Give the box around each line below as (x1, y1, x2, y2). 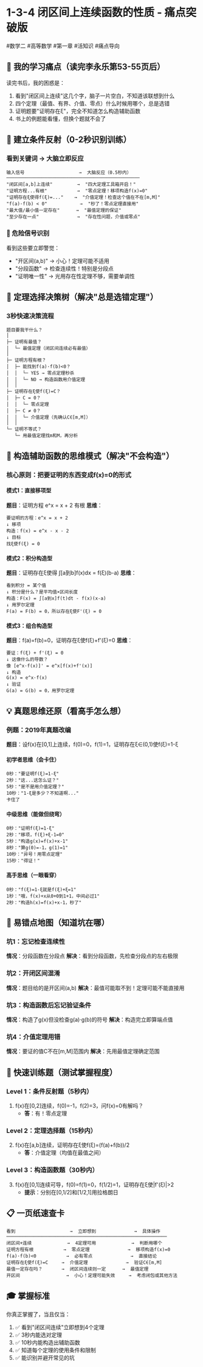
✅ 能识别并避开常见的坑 (15, 1354, 75, 1362)
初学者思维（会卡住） (6, 756, 60, 763)
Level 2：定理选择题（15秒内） (6, 1126, 97, 1135)
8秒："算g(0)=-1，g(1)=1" (6, 845, 69, 851)
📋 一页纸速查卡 (6, 1208, 65, 1218)
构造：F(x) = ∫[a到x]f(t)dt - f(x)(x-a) (6, 595, 106, 601)
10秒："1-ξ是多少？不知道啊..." (6, 791, 79, 797)
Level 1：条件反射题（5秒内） (6, 1087, 93, 1096)
